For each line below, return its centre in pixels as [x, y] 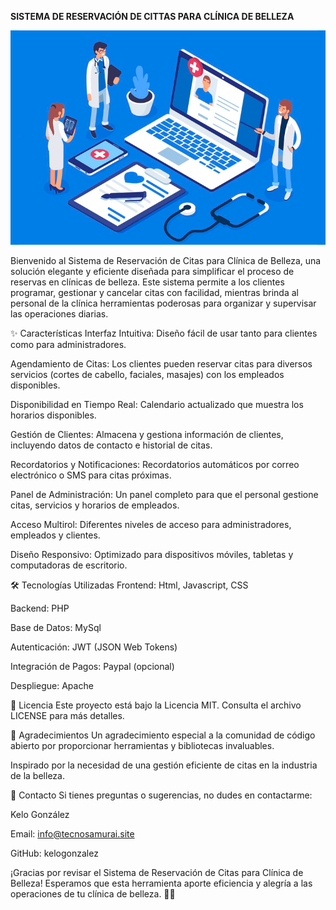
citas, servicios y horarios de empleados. [95, 505]
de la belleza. [37, 775]
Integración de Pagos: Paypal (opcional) [92, 666]
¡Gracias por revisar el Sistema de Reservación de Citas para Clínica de [157, 872]
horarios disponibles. [53, 415]
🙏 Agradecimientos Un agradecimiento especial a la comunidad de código [163, 735]
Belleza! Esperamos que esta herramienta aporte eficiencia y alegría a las [161, 883]
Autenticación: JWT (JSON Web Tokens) [94, 647]
